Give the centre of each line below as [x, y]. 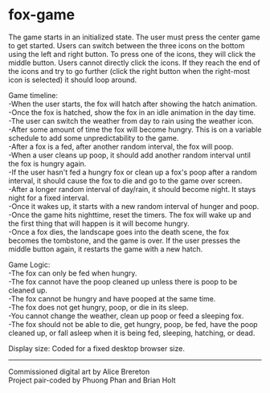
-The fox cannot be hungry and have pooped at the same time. [112, 298]
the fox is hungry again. [47, 163]
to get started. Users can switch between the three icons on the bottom [127, 45]
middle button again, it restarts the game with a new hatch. [106, 249]
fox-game [42, 15]
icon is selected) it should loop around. [73, 80]
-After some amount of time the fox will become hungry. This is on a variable [135, 129]
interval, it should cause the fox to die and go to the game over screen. [125, 180]
